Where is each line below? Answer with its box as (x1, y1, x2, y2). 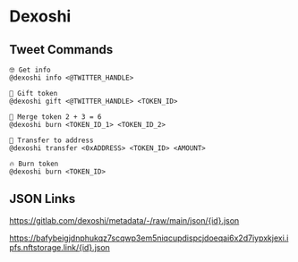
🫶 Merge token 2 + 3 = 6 (9, 113, 102, 122)
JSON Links (9, 191, 76, 207)
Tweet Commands (9, 42, 114, 57)
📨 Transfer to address (9, 136, 94, 145)
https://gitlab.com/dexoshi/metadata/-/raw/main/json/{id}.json (9, 215, 240, 225)
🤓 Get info (9, 65, 51, 74)
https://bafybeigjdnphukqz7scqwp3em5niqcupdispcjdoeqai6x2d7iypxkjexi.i (9, 232, 289, 243)
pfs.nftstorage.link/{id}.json (9, 241, 110, 252)
